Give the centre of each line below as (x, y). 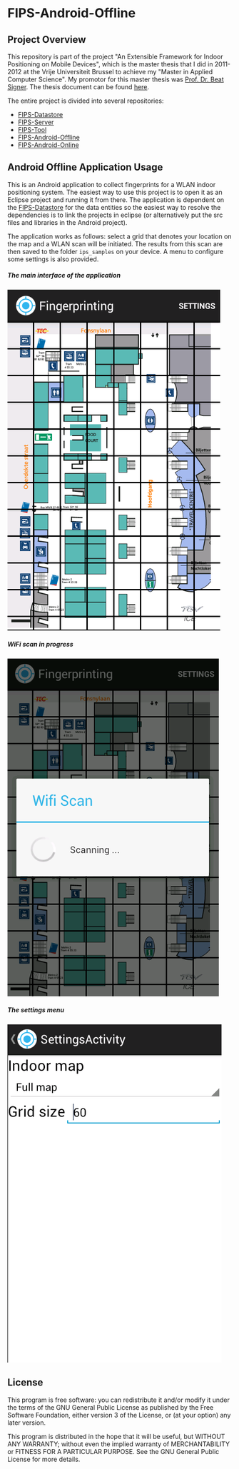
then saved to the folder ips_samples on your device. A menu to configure (115, 251)
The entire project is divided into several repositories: (86, 101)
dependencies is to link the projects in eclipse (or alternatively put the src (115, 215)
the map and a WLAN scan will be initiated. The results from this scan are (115, 243)
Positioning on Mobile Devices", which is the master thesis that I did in (110, 64)
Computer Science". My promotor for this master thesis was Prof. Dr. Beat (116, 79)
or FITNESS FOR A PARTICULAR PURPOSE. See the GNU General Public (113, 1451)
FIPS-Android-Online (49, 145)
